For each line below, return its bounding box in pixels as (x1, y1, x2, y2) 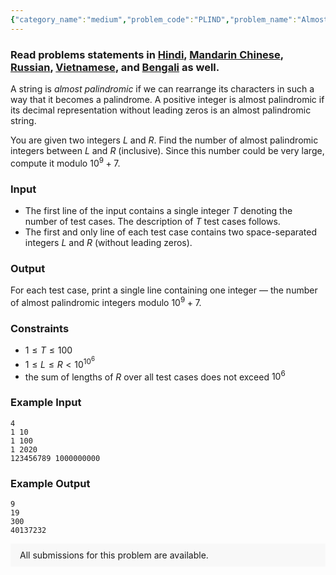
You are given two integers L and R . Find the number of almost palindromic (10, 134, 319, 146)
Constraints (10, 321, 70, 335)
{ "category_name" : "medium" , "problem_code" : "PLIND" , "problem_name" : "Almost (10, 14, 329, 25)
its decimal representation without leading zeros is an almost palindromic (10, 104, 312, 116)
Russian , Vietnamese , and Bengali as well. (10, 60, 220, 74)
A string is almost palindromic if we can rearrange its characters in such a (10, 82, 315, 95)
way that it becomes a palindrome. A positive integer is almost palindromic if (10, 93, 325, 105)
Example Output (10, 476, 91, 490)
